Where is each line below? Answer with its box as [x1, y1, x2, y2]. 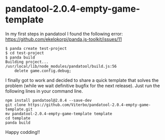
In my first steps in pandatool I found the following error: [5, 31, 123, 37]
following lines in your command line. [5, 88, 83, 94]
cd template [5, 116, 30, 121]
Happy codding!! [5, 129, 40, 135]
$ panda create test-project [5, 46, 67, 51]
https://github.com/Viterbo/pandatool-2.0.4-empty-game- [27, 102, 151, 107]
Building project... [5, 59, 49, 64]
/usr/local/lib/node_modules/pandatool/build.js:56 [5, 64, 117, 69]
